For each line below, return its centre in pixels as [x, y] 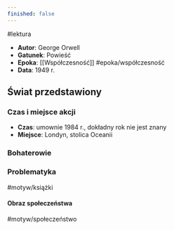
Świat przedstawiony [54, 92]
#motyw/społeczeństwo [42, 219]
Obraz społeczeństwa [40, 203]
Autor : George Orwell [49, 47]
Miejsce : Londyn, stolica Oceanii [65, 135]
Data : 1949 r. [36, 70]
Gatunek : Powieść [44, 55]
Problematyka [32, 172]
